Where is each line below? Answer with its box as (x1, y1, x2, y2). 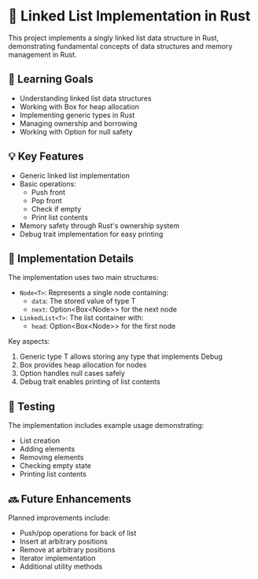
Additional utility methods (19, 562, 103, 571)
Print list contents (31, 212, 89, 222)
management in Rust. (8, 50, 77, 59)
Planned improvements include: (8, 513, 111, 522)
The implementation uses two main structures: (8, 273, 159, 282)
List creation (19, 436, 61, 445)
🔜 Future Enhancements (8, 492, 132, 506)
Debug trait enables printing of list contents (19, 377, 160, 386)
